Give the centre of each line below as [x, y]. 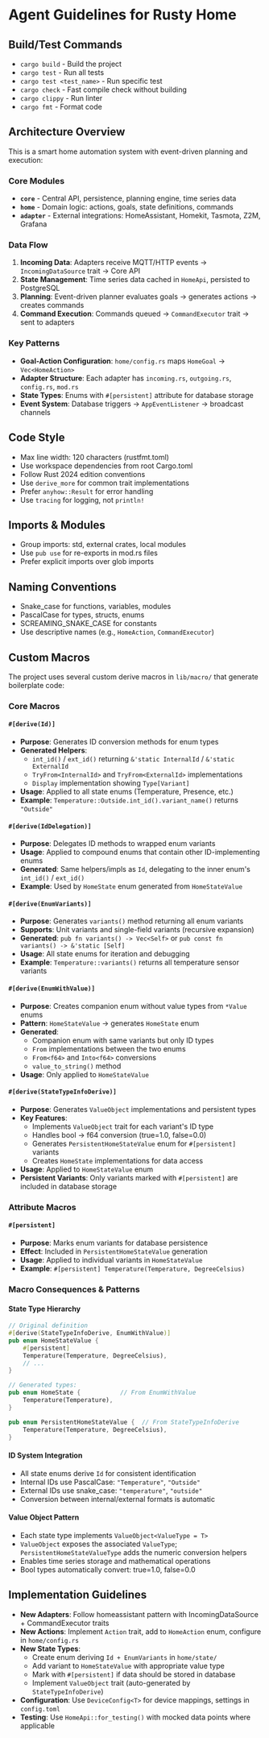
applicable [37, 1725]
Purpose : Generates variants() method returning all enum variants [132, 921]
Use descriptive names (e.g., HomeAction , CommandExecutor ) [117, 632]
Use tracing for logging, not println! [82, 500]
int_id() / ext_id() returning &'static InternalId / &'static [133, 759]
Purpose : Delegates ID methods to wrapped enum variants [118, 844]
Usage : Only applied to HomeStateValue [84, 1074]
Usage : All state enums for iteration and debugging [105, 954]
